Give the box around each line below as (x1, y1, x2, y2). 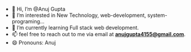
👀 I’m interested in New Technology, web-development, (11, 12, 146, 19)
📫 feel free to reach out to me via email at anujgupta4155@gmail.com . (11, 31, 186, 37)
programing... (11, 18, 45, 25)
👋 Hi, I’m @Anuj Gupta (11, 6, 66, 12)
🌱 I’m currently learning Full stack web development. (11, 24, 139, 31)
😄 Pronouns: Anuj (11, 39, 56, 46)
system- (147, 12, 167, 19)
